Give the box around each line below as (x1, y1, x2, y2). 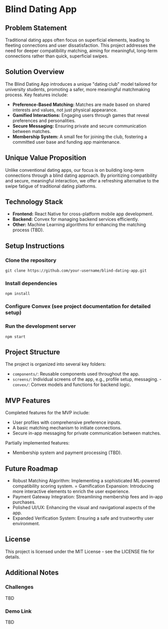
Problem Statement (5, 24, 67, 32)
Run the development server (5, 323, 76, 330)
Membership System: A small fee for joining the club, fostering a (12, 134, 147, 140)
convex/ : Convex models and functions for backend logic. (12, 382, 131, 388)
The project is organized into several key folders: (5, 361, 106, 367)
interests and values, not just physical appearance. (12, 107, 118, 113)
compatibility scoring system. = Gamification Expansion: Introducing (12, 483, 154, 489)
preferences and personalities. (12, 117, 76, 123)
